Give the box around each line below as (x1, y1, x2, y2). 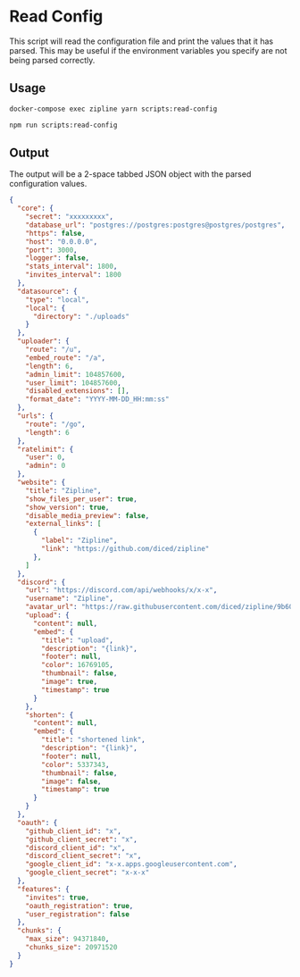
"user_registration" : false (25, 909, 129, 919)
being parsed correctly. (9, 54, 96, 65)
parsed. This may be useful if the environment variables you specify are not (9, 45, 287, 55)
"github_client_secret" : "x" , (25, 835, 138, 844)
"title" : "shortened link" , (41, 735, 146, 745)
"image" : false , (41, 777, 102, 786)
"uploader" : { (17, 337, 70, 346)
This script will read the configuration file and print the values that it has (9, 36, 274, 46)
